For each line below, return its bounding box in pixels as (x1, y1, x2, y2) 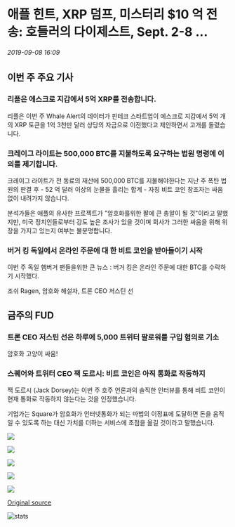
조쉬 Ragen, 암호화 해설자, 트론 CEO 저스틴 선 (7, 287, 134, 295)
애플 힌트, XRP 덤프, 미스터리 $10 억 (7, 6, 203, 22)
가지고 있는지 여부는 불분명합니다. (20, 226, 112, 235)
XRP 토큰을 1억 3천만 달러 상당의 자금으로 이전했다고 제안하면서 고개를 (14, 120, 207, 129)
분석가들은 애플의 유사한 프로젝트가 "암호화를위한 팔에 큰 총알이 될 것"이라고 (7, 209, 215, 217)
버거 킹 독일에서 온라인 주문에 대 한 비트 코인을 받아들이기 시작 (7, 245, 203, 255)
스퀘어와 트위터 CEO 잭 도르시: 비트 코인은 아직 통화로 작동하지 (7, 368, 206, 378)
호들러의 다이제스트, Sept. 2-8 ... (25, 24, 208, 40)
